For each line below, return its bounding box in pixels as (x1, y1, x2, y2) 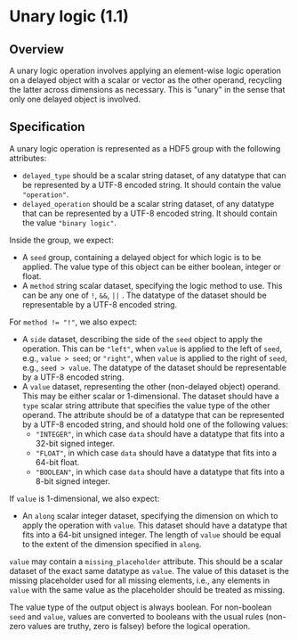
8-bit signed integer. (35, 475, 110, 487)
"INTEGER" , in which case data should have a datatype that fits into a (35, 428, 285, 439)
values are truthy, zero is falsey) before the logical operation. (28, 620, 251, 631)
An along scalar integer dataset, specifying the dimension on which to (21, 510, 278, 521)
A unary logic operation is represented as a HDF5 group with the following (9, 143, 281, 153)
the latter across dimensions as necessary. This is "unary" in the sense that (9, 85, 286, 94)
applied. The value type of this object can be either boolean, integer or (21, 261, 282, 272)
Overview (9, 42, 65, 57)
